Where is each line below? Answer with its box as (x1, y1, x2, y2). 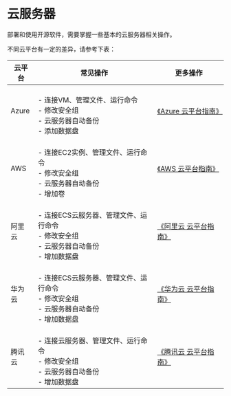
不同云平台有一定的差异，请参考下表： (7, 45, 115, 53)
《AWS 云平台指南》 (157, 164, 219, 173)
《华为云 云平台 (157, 284, 208, 294)
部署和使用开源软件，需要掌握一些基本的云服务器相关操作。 (7, 30, 176, 38)
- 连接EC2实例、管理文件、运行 (37, 147, 141, 157)
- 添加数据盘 (37, 126, 79, 135)
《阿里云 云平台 (157, 221, 208, 231)
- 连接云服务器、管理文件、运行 (37, 335, 141, 345)
